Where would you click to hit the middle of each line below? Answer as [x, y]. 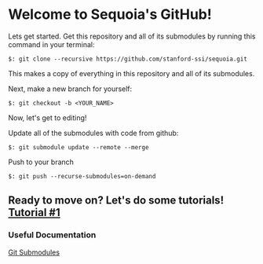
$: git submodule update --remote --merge [79, 147]
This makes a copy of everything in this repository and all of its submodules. [131, 73]
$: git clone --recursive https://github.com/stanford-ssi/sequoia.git [128, 59]
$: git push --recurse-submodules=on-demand [82, 176]
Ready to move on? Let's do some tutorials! [116, 201]
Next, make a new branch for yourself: [70, 89]
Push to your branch [41, 162]
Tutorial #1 [34, 213]
